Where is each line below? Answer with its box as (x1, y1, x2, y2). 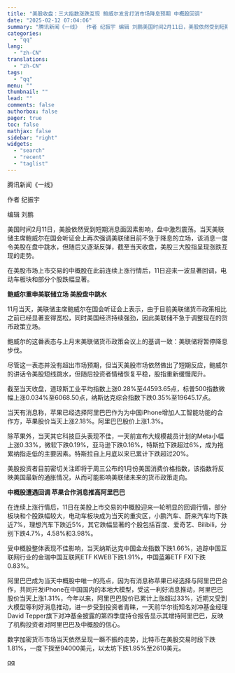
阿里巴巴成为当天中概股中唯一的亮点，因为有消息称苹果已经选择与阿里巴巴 (7, 576, 222, 585)
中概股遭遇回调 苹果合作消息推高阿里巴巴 (7, 488, 126, 496)
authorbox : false (7, 108, 58, 115)
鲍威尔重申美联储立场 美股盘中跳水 (7, 290, 107, 298)
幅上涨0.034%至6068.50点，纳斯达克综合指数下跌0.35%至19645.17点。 (7, 393, 215, 402)
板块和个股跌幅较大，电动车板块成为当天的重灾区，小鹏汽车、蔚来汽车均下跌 (7, 511, 228, 519)
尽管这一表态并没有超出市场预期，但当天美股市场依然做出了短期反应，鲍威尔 (7, 360, 228, 369)
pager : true (7, 114, 42, 121)
